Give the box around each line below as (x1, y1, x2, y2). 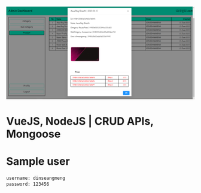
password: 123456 (6, 181, 50, 188)
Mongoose (6, 127, 61, 141)
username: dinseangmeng (6, 175, 66, 182)
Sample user (6, 155, 70, 168)
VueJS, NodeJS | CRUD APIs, (6, 114, 154, 128)
